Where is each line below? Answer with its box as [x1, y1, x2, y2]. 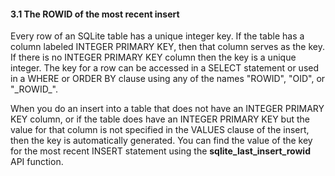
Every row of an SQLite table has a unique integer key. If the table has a [10, 30, 305, 42]
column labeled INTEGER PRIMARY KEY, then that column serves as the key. [10, 41, 325, 53]
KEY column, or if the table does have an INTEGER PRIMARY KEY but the [10, 113, 310, 125]
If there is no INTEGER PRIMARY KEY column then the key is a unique [10, 51, 297, 64]
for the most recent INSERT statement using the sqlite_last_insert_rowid [10, 145, 311, 157]
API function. [10, 156, 64, 168]
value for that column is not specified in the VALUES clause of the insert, [10, 124, 310, 136]
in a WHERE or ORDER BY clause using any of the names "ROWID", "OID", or [10, 73, 326, 85]
